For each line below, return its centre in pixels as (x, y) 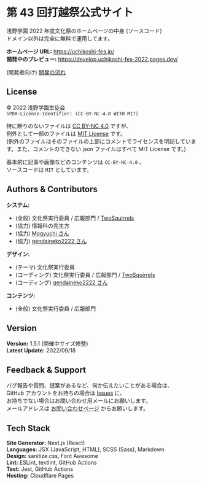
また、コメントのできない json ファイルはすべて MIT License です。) (101, 149)
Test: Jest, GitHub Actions (40, 469)
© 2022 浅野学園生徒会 (36, 107)
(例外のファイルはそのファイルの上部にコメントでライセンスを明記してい (99, 141)
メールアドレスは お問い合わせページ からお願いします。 (78, 408)
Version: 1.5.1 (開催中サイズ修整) (47, 344)
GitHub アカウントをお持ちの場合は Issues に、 (66, 393)
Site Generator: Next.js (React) (46, 443)
